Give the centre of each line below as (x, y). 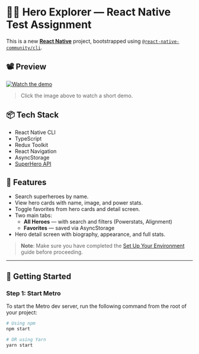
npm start (18, 329)
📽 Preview (26, 67)
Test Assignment (49, 25)
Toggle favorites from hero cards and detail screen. (77, 209)
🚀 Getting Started (39, 276)
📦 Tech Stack (33, 115)
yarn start (20, 345)
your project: (22, 312)
